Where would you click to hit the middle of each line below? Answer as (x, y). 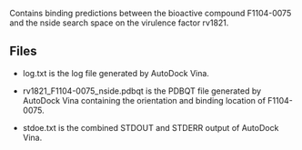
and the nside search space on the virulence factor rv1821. (119, 23)
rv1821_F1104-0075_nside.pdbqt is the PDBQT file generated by (142, 91)
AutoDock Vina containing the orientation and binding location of (144, 100)
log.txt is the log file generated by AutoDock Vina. (116, 73)
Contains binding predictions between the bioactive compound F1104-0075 (151, 13)
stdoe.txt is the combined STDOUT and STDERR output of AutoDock (151, 127)
